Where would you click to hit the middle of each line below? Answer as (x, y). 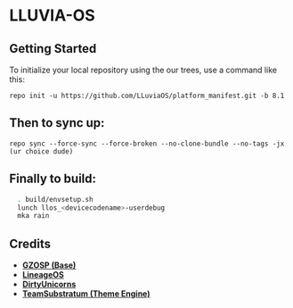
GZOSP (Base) (49, 265)
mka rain (33, 216)
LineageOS (43, 275)
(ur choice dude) (41, 151)
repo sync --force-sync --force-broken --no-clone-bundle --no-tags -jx (147, 144)
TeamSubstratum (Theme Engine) (86, 294)
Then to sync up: (57, 123)
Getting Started (53, 49)
